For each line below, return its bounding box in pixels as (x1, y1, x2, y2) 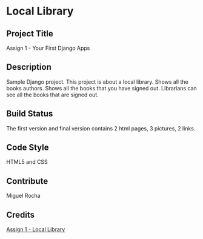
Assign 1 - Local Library (6, 226, 65, 233)
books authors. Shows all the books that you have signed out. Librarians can (6, 84, 197, 92)
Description (6, 62, 52, 72)
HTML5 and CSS (6, 158, 48, 166)
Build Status (6, 109, 53, 119)
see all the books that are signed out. (6, 91, 99, 98)
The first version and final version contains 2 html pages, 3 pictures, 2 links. (6, 124, 196, 132)
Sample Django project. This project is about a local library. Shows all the (6, 78, 189, 86)
